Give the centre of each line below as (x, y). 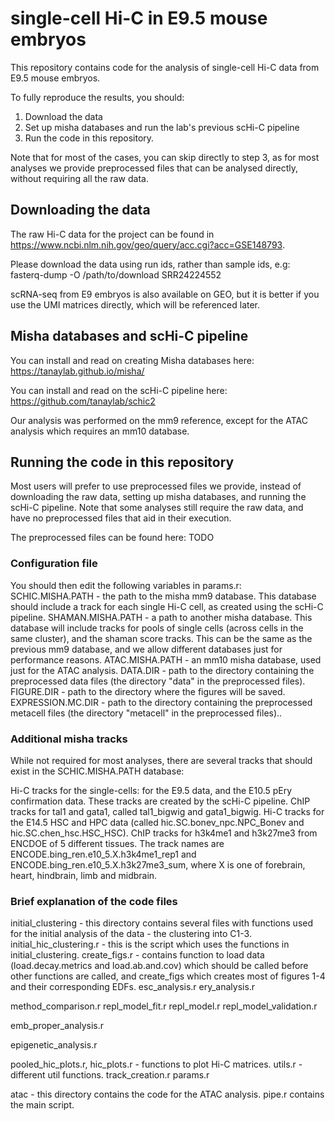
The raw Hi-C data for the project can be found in (112, 234)
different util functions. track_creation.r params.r (110, 1075)
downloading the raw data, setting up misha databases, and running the (158, 497)
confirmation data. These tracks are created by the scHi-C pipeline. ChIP (160, 801)
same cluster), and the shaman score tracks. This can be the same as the (161, 638)
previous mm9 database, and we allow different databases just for (146, 649)
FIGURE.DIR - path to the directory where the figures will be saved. (148, 691)
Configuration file (54, 564)
